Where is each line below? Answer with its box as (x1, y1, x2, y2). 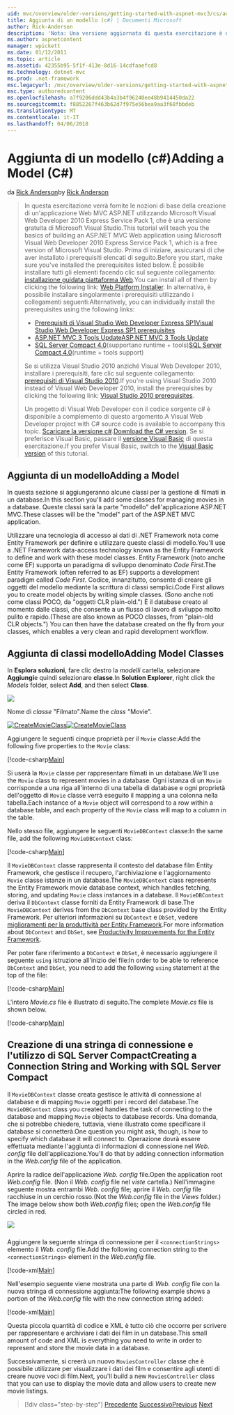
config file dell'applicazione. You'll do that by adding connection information (7, 1149, 224, 1157)
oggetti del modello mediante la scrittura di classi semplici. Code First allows (7, 583, 225, 591)
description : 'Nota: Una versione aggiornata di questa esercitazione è (7, 29, 223, 37)
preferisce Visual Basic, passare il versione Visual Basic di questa (24, 435, 212, 443)
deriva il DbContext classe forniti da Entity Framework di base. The (7, 898, 195, 906)
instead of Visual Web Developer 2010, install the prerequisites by (24, 384, 213, 392)
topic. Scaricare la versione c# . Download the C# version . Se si (24, 427, 204, 435)
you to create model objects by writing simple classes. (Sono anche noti (7, 590, 214, 599)
